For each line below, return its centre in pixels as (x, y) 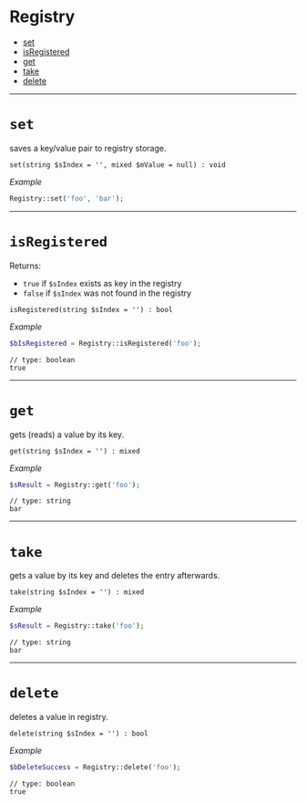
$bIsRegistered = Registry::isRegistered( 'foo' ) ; (106, 343)
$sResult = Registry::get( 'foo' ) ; (75, 485)
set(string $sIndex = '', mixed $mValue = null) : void (117, 165)
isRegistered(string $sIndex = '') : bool (91, 309)
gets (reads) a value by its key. (67, 434)
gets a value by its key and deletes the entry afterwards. (115, 576)
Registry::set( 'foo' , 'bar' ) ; (67, 198)
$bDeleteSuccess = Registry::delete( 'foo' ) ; (95, 767)
